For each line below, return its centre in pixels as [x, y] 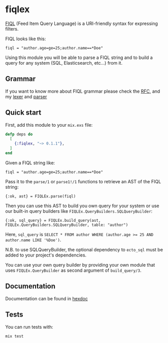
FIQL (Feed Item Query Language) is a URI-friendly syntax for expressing [82, 23]
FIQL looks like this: [26, 39]
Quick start [23, 113]
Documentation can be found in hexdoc [46, 298]
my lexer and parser [26, 96]
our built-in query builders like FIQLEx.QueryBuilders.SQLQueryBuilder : [79, 211]
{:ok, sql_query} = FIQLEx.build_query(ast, [53, 220]
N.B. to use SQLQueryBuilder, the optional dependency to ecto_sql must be [84, 249]
